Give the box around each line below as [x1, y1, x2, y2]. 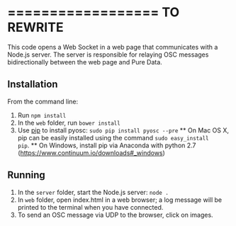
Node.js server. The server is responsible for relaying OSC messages [7, 50, 209, 59]
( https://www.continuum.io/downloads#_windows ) [17, 148, 165, 157]
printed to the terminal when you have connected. [17, 203, 164, 211]
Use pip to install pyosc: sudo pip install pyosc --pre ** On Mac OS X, [17, 125, 229, 135]
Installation [7, 79, 58, 91]
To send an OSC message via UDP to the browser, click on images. [17, 210, 214, 219]
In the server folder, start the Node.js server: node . [17, 188, 169, 196]
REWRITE [7, 19, 64, 35]
